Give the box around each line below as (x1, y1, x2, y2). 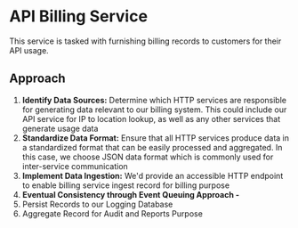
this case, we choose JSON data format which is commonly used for (21, 151, 274, 162)
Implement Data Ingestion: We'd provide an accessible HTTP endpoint (21, 170, 284, 181)
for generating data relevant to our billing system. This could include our (21, 104, 287, 115)
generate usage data (21, 123, 99, 134)
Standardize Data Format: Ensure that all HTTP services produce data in (21, 132, 290, 143)
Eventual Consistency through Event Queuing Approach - (21, 189, 240, 199)
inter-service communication (21, 160, 129, 171)
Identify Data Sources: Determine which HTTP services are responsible (21, 94, 287, 105)
